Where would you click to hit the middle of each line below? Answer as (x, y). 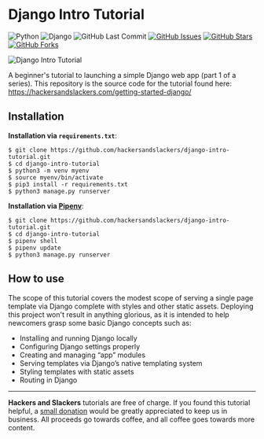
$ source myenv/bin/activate (56, 177)
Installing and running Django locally (78, 338)
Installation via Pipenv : (46, 205)
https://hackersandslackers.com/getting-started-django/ (100, 91)
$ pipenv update (35, 248)
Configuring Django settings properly (80, 346)
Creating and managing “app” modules (82, 355)
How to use (36, 279)
